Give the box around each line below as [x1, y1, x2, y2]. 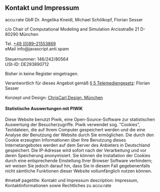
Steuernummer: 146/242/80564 [5, 56, 69, 62]
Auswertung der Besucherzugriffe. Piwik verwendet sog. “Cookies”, [5, 122, 141, 128]
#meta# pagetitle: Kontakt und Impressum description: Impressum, [5, 177, 139, 183]
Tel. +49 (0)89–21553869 [5, 41, 56, 47]
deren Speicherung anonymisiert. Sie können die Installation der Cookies [5, 153, 151, 159]
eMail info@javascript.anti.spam [5, 46, 69, 51]
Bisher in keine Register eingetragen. [5, 70, 79, 77]
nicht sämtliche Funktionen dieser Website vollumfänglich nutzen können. [5, 168, 152, 174]
